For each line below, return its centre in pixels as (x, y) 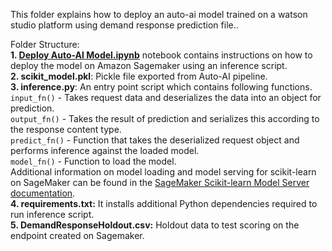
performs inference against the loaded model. (105, 150)
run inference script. (52, 214)
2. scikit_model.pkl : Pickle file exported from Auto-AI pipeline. (139, 76)
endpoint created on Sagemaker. (77, 235)
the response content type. (66, 129)
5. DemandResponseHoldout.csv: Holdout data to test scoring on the (155, 225)
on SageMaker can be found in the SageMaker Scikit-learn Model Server (160, 182)
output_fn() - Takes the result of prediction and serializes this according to (165, 118)
